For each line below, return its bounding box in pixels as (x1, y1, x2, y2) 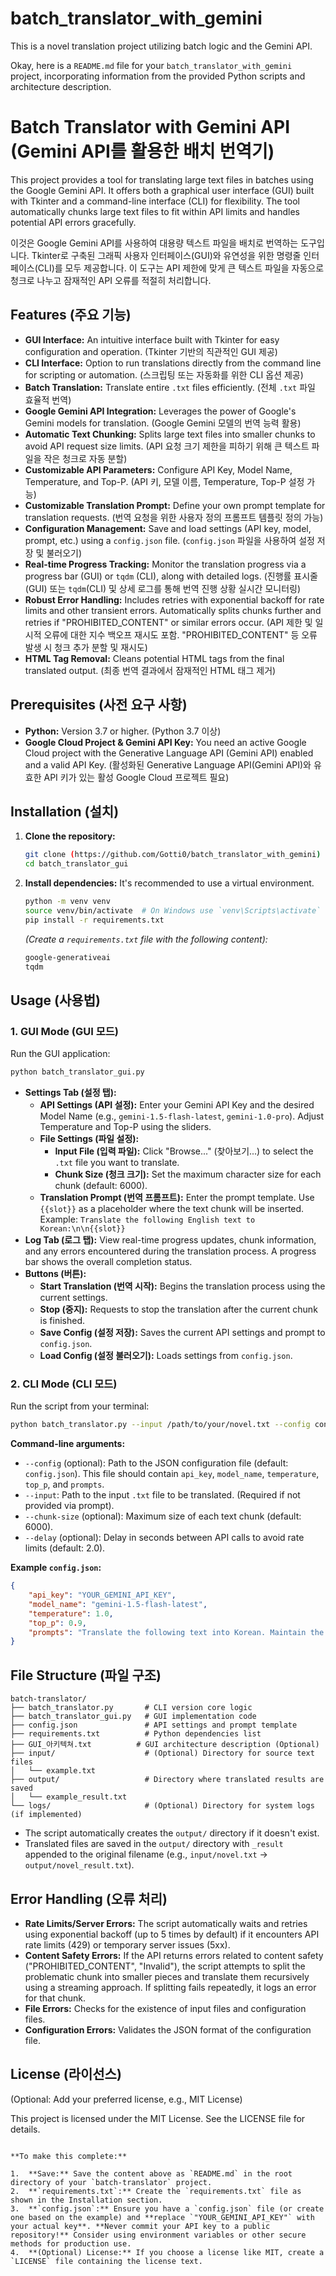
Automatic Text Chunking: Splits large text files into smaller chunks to (24, 428, 316, 440)
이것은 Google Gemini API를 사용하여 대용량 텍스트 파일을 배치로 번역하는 (10, 237, 299, 249)
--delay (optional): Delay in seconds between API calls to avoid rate (24, 1532, 305, 1544)
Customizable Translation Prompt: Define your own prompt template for (24, 499, 326, 511)
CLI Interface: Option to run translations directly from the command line (24, 357, 322, 369)
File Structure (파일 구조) (10, 1667, 162, 1684)
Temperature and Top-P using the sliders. (39, 1121, 212, 1132)
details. (10, 2123, 41, 2135)
